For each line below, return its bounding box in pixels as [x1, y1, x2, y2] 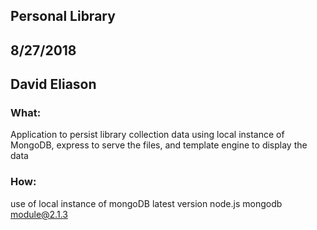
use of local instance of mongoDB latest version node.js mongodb [10, 197, 283, 209]
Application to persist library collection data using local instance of [10, 129, 285, 141]
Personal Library [10, 8, 116, 25]
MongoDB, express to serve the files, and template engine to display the [10, 139, 308, 151]
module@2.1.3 [10, 208, 68, 220]
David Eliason [10, 76, 97, 93]
